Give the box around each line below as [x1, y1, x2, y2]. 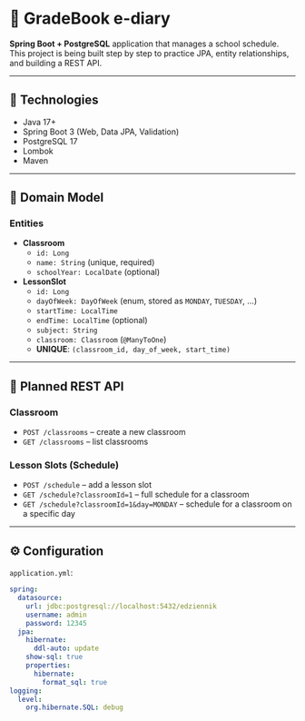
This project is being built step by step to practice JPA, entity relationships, [9, 47, 290, 58]
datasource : [17, 594, 64, 603]
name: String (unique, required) [35, 257, 155, 268]
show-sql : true [25, 653, 84, 662]
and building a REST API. [9, 57, 103, 68]
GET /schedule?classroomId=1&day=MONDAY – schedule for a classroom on [22, 499, 292, 509]
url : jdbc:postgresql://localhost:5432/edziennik [25, 601, 218, 611]
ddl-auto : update [33, 644, 100, 653]
